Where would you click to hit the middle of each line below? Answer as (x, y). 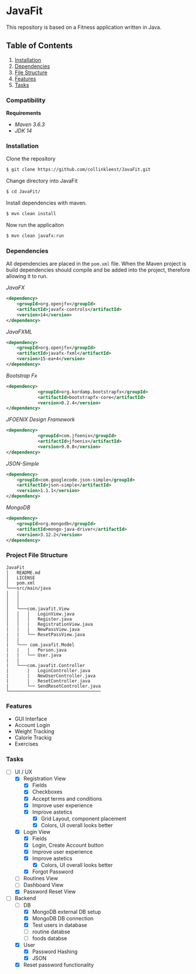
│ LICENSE (21, 578)
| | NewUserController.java (51, 676)
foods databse (50, 938)
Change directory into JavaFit (42, 181)
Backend (25, 898)
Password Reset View (50, 892)
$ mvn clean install (31, 214)
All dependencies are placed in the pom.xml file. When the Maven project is (96, 264)
